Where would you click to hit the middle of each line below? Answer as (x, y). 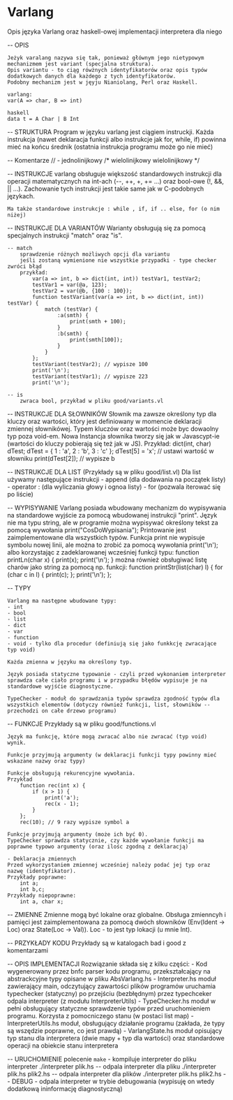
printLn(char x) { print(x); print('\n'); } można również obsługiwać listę (107, 559)
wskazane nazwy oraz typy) (46, 761)
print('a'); (62, 798)
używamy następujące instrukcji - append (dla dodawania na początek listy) (116, 479)
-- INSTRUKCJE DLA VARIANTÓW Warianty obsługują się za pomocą (106, 228)
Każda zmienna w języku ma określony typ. (70, 662)
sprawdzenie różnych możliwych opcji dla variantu (95, 254)
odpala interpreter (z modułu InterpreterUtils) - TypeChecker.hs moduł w (112, 1001)
